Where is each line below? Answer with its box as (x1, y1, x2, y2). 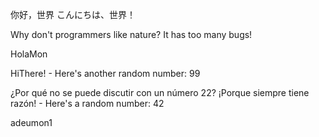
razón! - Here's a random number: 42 (10, 98, 165, 109)
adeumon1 (10, 117, 53, 128)
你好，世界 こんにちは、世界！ (10, 9, 136, 20)
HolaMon (10, 48, 48, 60)
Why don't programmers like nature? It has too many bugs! (10, 29, 253, 40)
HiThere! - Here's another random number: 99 (10, 68, 201, 79)
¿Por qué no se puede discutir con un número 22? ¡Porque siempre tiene (10, 87, 310, 98)
